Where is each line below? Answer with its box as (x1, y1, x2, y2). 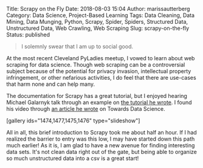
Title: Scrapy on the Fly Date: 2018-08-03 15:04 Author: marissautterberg (6, 5, 190, 12)
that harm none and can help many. (6, 80, 95, 88)
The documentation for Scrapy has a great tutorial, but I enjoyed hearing (6, 93, 187, 99)
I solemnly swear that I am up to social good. (21, 43, 134, 50)
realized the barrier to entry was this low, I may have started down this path (6, 135, 195, 142)
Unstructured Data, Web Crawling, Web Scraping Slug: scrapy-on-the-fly (6, 24, 190, 32)
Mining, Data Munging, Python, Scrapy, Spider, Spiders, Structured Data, (6, 18, 188, 25)
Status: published (6, 31, 50, 38)
